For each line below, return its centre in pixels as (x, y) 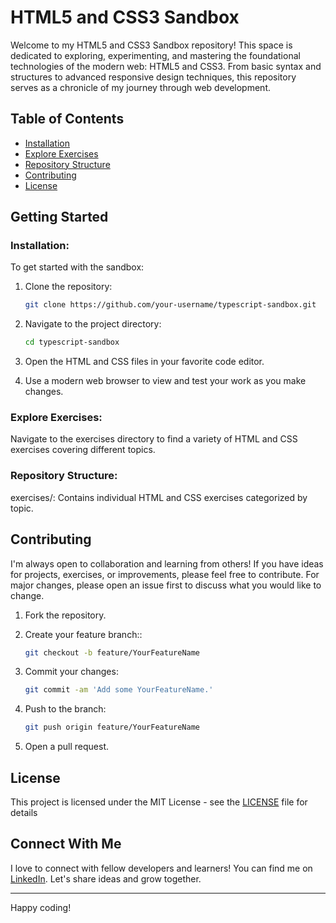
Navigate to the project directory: (93, 324)
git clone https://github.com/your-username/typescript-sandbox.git (170, 305)
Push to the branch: (65, 709)
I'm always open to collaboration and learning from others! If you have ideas (167, 563)
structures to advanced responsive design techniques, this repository (153, 77)
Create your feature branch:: (83, 634)
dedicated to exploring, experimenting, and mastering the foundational (155, 55)
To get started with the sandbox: (77, 267)
